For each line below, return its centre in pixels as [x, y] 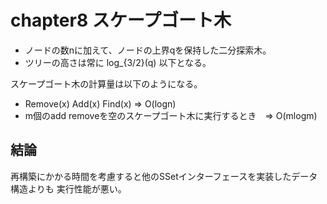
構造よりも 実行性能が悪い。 [68, 188]
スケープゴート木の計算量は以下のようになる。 [106, 83]
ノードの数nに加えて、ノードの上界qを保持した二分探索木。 [148, 50]
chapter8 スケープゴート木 [121, 20]
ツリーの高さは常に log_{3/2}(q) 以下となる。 [118, 62]
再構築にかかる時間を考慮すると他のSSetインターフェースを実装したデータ [164, 176]
